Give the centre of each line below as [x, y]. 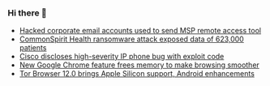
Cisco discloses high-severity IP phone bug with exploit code [122, 57]
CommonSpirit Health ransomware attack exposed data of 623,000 [131, 39]
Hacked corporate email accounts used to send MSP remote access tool [140, 31]
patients [33, 48]
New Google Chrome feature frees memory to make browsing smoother [139, 65]
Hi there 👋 [28, 13]
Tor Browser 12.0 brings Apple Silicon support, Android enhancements [137, 74]
